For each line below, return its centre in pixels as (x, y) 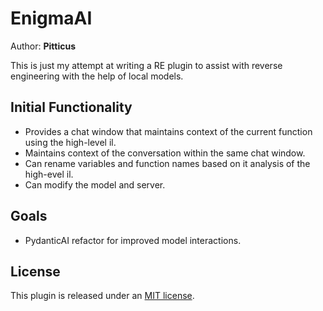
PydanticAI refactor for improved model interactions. (133, 240)
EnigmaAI (51, 18)
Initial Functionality (71, 107)
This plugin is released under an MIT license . (102, 296)
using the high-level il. (70, 142)
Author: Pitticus (43, 46)
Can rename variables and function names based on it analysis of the (167, 163)
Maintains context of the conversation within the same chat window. (165, 153)
